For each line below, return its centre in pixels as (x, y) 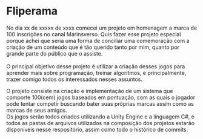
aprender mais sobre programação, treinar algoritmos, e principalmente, (96, 73)
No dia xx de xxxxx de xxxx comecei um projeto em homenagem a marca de (102, 28)
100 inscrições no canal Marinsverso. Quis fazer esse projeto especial (94, 34)
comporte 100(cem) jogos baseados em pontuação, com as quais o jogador (101, 97)
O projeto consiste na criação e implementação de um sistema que (90, 91)
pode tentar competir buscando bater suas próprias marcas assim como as (100, 103)
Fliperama (32, 11)
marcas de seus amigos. (37, 110)
